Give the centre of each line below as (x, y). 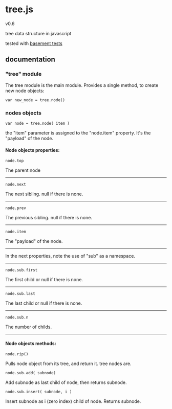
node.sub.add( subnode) (31, 373)
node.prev (16, 208)
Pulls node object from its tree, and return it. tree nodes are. (68, 363)
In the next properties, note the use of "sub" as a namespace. (70, 256)
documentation (30, 60)
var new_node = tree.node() (35, 100)
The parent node (23, 170)
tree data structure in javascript (38, 33)
